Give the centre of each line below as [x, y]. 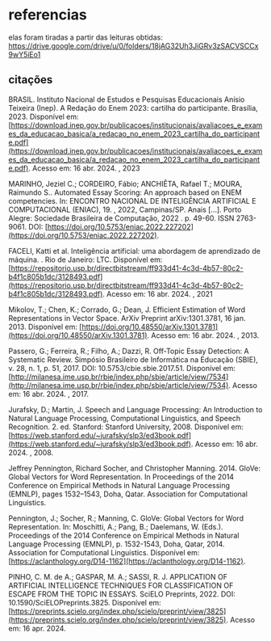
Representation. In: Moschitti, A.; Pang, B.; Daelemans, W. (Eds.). [116, 526]
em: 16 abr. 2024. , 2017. [48, 394]
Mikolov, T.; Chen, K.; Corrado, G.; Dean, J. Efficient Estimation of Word [127, 310]
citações [31, 80]
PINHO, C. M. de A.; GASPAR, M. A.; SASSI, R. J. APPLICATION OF [118, 576]
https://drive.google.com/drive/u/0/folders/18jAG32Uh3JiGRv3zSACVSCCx [133, 45]
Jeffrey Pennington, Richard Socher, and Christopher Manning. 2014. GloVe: [134, 468]
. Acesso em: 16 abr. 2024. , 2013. [203, 335]
